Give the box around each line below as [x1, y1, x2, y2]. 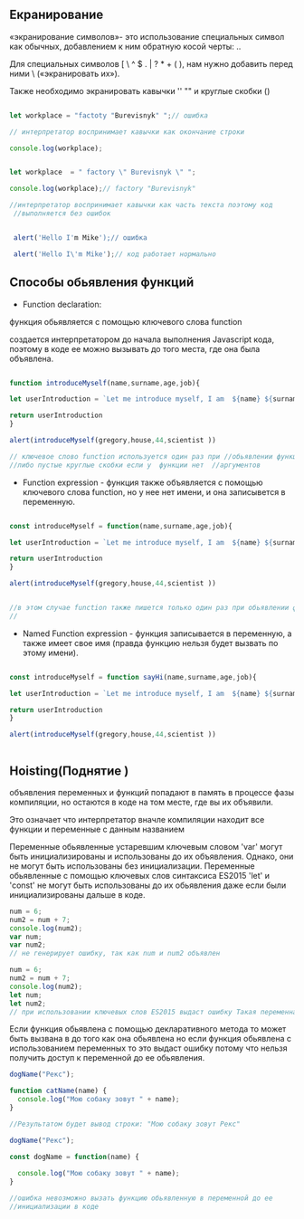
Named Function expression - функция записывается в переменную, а [22, 628, 292, 639]
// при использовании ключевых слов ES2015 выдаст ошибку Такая [9, 1007, 257, 1016]
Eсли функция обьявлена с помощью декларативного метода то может [9, 1024, 287, 1034]
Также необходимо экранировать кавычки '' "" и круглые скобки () [9, 85, 271, 96]
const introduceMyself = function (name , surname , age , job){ [9, 521, 233, 530]
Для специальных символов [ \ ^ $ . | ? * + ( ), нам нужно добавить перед [9, 58, 294, 69]
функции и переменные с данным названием [9, 824, 185, 834]
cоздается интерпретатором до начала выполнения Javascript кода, [9, 334, 275, 345]
